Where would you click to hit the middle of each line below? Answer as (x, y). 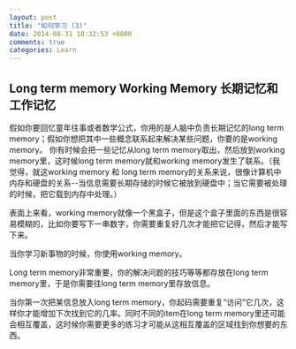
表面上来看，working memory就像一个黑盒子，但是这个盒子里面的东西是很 (144, 212)
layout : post (33, 17)
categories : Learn (43, 50)
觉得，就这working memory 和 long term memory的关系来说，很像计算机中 (145, 171)
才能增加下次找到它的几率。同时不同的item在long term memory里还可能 (155, 313)
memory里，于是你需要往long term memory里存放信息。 (112, 283)
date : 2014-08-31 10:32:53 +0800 (71, 34)
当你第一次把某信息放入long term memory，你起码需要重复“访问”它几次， (143, 302)
